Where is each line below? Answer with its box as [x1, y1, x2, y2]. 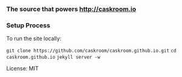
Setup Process [6, 21, 50, 29]
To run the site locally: [6, 35, 62, 42]
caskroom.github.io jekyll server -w [6, 54, 101, 61]
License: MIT [6, 65, 39, 72]
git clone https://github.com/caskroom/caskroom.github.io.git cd [6, 48, 177, 54]
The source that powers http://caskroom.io [6, 5, 136, 13]
